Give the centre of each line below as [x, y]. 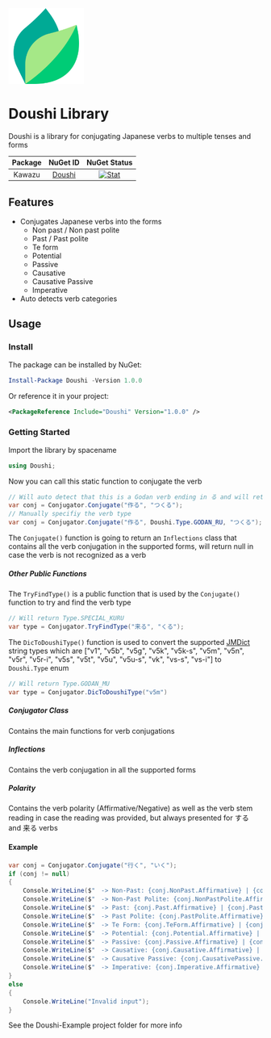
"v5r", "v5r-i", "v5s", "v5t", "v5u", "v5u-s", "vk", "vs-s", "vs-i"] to [115, 659]
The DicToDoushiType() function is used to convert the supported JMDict [129, 642]
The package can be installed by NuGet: [75, 364]
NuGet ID [64, 163]
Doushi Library [59, 114]
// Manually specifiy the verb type [70, 514]
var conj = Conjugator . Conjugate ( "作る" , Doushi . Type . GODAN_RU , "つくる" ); [135, 523]
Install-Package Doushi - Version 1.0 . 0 [75, 380]
